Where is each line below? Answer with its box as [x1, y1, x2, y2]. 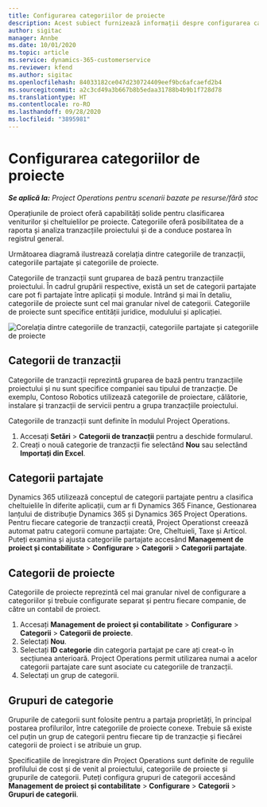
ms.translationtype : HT [8, 93, 87, 101]
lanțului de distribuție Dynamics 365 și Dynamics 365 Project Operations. [8, 509, 248, 519]
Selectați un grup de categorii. [19, 671, 119, 680]
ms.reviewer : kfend [8, 64, 73, 72]
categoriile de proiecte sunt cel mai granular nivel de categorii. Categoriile [8, 298, 250, 308]
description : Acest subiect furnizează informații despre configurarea [8, 19, 250, 27]
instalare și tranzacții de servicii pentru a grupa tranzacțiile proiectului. [8, 400, 238, 410]
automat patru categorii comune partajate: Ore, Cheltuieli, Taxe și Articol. [8, 527, 247, 536]
